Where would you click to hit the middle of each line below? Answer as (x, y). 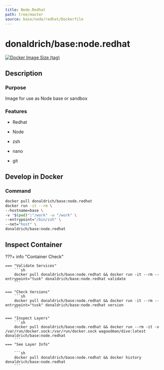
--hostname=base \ (24, 210)
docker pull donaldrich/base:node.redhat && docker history (78, 358)
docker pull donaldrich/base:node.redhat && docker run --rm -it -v (87, 327)
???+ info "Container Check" (34, 256)
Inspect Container (34, 244)
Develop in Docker (34, 177)
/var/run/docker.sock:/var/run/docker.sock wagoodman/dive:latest (76, 331)
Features (16, 111)
